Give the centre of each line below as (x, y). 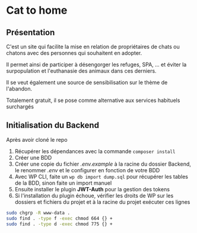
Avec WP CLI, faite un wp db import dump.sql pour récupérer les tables (101, 176)
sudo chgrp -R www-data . (38, 213)
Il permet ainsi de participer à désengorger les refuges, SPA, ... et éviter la (96, 64)
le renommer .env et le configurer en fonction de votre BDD (87, 170)
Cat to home (37, 10)
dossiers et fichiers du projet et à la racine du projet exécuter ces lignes (102, 202)
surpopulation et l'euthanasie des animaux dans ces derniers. (81, 71)
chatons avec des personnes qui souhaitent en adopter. (74, 53)
